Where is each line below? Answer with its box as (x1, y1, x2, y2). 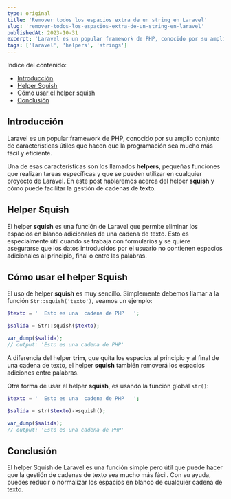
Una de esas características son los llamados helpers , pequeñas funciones (7, 162, 221, 170)
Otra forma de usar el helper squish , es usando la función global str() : (7, 381, 209, 390)
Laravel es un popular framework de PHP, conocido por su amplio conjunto (7, 134, 220, 142)
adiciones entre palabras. (7, 368, 79, 377)
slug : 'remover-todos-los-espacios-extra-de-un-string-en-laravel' (7, 23, 205, 30)
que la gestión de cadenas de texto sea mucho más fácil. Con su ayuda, (7, 471, 211, 479)
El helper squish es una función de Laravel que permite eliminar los (7, 222, 198, 230)
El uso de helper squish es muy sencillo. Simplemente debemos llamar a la (7, 289, 219, 298)
